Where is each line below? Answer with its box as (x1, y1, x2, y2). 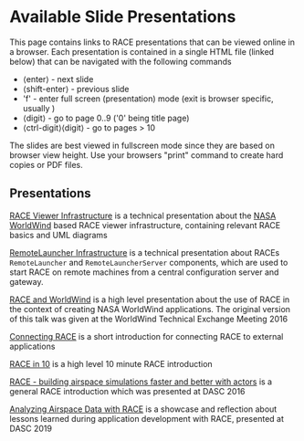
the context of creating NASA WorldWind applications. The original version (9, 303, 290, 314)
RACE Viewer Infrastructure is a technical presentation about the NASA (9, 210, 277, 221)
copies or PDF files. (9, 159, 84, 170)
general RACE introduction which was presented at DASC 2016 (9, 385, 246, 396)
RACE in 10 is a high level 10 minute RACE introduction (9, 358, 213, 369)
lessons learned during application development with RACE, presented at (9, 413, 285, 424)
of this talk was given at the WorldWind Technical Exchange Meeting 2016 (9, 313, 288, 324)
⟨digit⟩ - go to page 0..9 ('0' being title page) (22, 112, 190, 123)
